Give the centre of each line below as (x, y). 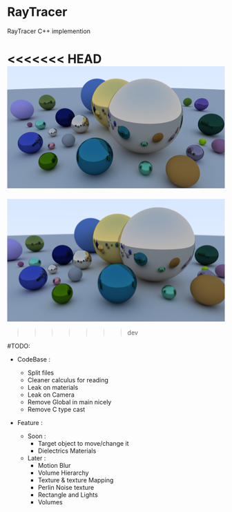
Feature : (30, 423)
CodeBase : (33, 360)
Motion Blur (54, 466)
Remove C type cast (56, 410)
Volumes (50, 502)
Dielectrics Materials (67, 451)
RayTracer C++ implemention (49, 31)
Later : (37, 458)
